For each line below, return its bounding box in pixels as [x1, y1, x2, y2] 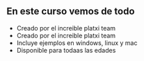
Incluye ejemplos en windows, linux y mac [16, 38, 138, 47]
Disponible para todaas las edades [16, 46, 116, 54]
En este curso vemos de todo [6, 6, 135, 17]
